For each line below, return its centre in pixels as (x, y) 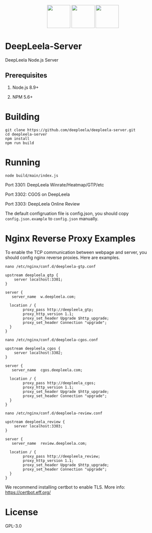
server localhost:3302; (38, 353)
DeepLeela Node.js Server (32, 60)
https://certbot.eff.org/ (28, 492)
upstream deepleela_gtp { (32, 275)
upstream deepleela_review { (35, 422)
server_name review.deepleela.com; (49, 443)
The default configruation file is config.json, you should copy (67, 213)
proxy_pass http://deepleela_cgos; (59, 383)
